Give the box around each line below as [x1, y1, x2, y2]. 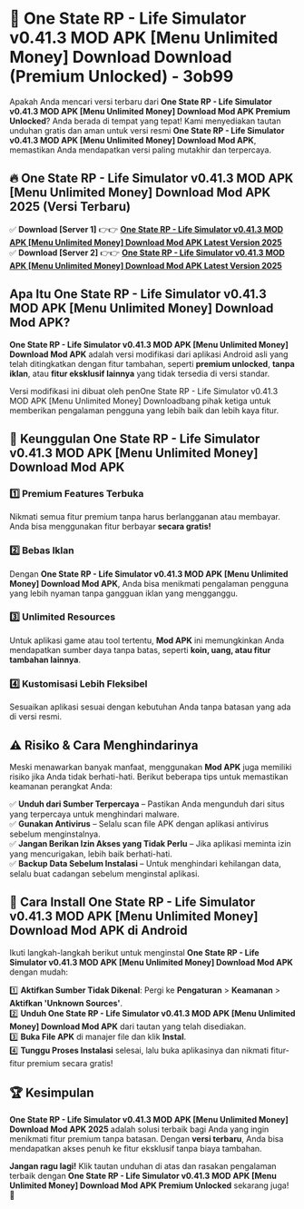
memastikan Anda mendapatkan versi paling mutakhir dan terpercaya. [9, 144, 272, 155]
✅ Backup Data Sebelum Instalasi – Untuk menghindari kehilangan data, [9, 857, 281, 868]
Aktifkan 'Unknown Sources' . [9, 997, 123, 1008]
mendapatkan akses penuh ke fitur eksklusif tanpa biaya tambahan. [9, 1143, 262, 1154]
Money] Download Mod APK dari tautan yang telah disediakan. [9, 1021, 247, 1032]
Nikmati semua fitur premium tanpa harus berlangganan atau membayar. [9, 511, 281, 522]
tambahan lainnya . [9, 654, 82, 665]
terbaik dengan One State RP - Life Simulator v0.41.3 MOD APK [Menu [9, 1170, 277, 1181]
